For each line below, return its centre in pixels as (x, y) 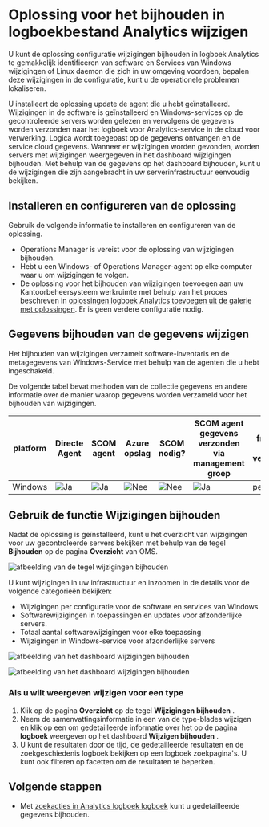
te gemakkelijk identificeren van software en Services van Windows (120, 63)
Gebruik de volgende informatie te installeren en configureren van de (122, 225)
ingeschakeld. (31, 370)
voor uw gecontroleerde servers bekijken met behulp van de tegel (117, 543)
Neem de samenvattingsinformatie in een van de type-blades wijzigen (136, 719)
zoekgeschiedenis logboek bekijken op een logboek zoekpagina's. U (133, 753)
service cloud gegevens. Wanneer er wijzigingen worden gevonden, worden (134, 146)
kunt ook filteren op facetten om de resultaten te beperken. (117, 761)
